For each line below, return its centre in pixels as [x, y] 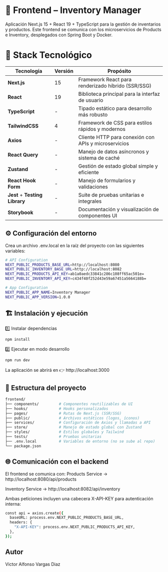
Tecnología [28, 71]
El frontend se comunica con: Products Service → [56, 474]
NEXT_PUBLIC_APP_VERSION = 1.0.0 [38, 297]
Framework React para [105, 79]
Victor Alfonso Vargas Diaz [33, 564]
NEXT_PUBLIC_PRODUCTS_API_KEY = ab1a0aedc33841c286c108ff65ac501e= [74, 274]
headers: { [21, 522]
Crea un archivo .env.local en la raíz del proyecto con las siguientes [74, 245]
